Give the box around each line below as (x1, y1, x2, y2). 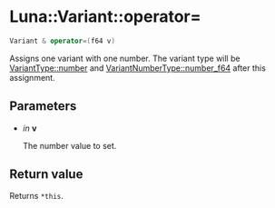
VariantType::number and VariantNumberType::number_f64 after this (9, 62, 266, 74)
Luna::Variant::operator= (9, 6, 201, 27)
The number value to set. (22, 140, 117, 151)
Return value (9, 166, 83, 183)
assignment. (9, 72, 56, 83)
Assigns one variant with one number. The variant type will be (9, 53, 241, 64)
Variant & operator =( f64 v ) (9, 36, 116, 45)
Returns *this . (9, 191, 64, 202)
